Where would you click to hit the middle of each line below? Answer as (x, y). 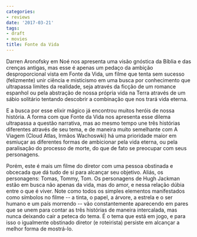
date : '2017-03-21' (30, 22)
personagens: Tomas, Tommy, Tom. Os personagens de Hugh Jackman (93, 178)
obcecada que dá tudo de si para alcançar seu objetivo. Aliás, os (85, 172)
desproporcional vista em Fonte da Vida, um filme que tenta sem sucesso (95, 74)
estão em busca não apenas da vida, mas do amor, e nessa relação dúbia (95, 184)
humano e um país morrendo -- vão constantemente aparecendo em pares (97, 203)
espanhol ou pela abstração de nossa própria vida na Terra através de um (96, 93)
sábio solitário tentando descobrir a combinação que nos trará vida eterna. (97, 99)
